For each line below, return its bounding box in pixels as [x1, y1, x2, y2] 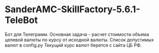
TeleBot [5, 14, 38, 26]
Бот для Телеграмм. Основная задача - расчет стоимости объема [5, 31, 149, 37]
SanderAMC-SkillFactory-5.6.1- [5, 4, 140, 15]
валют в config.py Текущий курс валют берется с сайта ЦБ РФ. [5, 42, 142, 48]
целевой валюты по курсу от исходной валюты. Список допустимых [5, 37, 154, 43]
